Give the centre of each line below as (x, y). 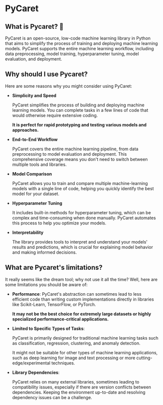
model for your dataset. (36, 194)
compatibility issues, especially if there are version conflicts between (81, 387)
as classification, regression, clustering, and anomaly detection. (76, 343)
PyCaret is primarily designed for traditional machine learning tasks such (85, 338)
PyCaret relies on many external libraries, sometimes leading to (76, 382)
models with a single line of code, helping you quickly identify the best (83, 188)
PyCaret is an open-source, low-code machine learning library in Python (78, 38)
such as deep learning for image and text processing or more (74, 358)
